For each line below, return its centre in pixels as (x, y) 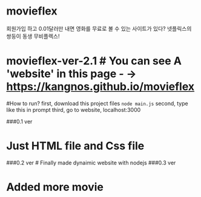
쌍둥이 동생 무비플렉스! (33, 36)
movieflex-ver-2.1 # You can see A (94, 61)
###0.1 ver (19, 121)
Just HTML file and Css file (75, 146)
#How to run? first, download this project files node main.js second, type (97, 103)
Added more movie (55, 187)
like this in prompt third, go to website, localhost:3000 (74, 109)
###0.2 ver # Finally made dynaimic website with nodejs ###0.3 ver (91, 163)
